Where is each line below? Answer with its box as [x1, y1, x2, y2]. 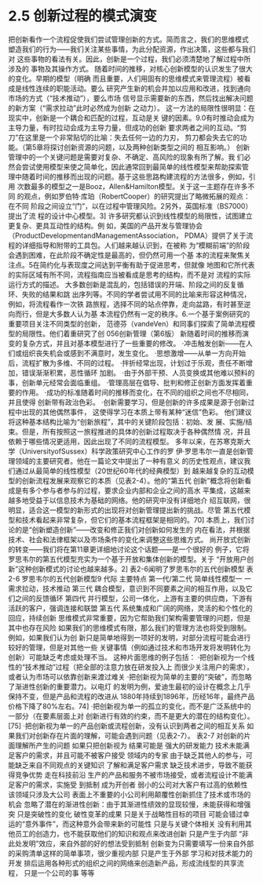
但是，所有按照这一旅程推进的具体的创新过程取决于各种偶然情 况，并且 [21, 427, 251, 436]
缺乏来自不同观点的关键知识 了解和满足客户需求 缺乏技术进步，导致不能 [14, 760, 246, 770]
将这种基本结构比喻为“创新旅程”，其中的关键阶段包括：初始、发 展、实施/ [8, 417, 246, 426]
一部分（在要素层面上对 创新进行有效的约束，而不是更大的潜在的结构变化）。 [8, 711, 254, 720]
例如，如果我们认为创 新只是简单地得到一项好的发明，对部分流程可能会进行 [8, 632, 251, 642]
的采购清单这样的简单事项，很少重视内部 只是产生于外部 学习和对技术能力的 [8, 848, 253, 858]
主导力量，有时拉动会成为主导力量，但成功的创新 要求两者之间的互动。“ [8, 122, 241, 132]
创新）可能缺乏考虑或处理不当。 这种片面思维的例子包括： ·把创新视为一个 [8, 652, 248, 661]
